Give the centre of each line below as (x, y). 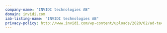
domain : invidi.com (25, 14)
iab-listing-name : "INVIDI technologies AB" (52, 18)
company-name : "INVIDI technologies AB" (48, 9)
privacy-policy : (22, 23)
